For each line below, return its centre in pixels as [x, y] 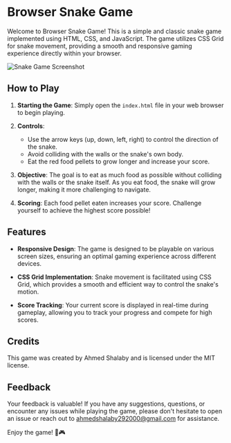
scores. [28, 320]
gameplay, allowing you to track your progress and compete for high [114, 312]
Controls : [31, 126]
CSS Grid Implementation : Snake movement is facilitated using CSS [114, 277]
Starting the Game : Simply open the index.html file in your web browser [120, 105]
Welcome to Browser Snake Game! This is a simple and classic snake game [114, 31]
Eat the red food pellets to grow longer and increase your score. [119, 161]
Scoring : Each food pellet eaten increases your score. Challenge [109, 203]
